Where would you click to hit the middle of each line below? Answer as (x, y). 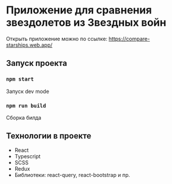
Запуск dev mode (28, 91)
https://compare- (129, 39)
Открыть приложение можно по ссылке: (57, 39)
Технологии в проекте (49, 136)
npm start (20, 79)
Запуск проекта (37, 63)
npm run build (26, 105)
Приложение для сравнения (79, 10)
